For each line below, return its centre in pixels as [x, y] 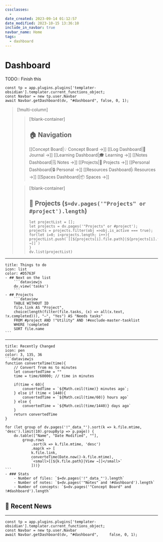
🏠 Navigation [50, 135]
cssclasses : [17, 9]
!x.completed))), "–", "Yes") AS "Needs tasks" [54, 316]
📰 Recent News [28, 506]
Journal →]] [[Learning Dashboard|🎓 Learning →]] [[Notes [88, 155]
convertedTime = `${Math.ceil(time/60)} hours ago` [76, 397]
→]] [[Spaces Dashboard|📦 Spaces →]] [69, 177]
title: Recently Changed [30, 346]
